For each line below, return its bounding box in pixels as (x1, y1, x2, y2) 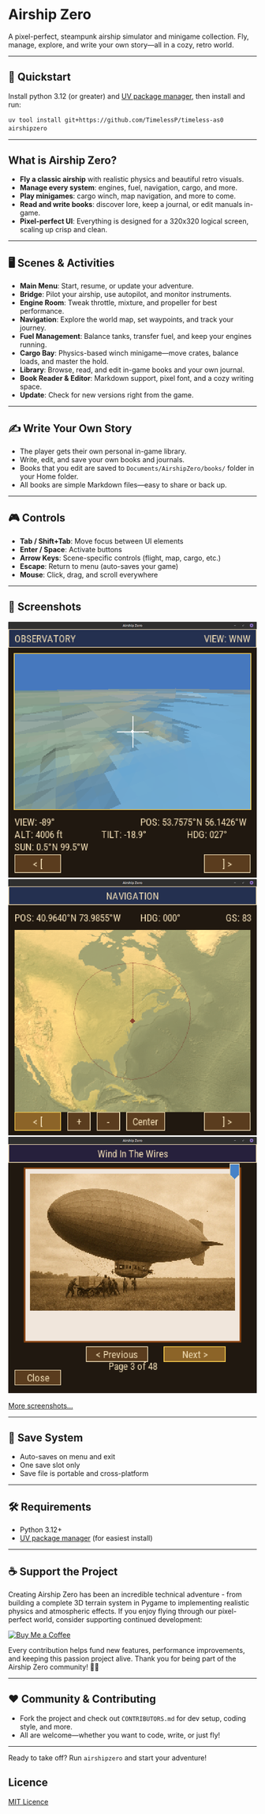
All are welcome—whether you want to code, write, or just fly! (19, 1730, 221, 1740)
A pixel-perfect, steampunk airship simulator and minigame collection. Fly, (8, 32, 250, 41)
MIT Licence (8, 1797, 49, 1806)
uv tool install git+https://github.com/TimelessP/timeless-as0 (8, 116, 224, 124)
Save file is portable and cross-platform (19, 1469, 149, 1478)
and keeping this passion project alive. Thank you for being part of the (8, 1654, 237, 1664)
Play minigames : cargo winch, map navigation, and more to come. (19, 191, 237, 201)
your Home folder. (19, 472, 79, 481)
